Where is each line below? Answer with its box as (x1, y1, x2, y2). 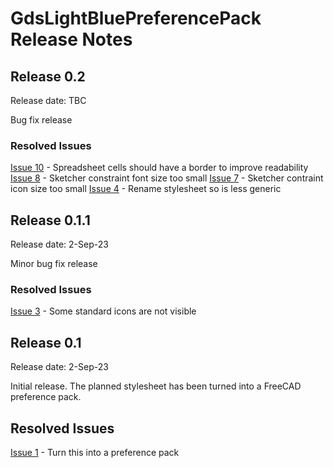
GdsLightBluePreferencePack (10, 7, 262, 30)
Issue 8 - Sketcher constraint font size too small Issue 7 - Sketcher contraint (10, 172, 324, 184)
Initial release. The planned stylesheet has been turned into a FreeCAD (10, 380, 302, 392)
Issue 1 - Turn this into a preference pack (10, 447, 180, 459)
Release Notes (10, 28, 133, 51)
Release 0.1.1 (10, 212, 91, 229)
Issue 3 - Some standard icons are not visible (10, 305, 197, 317)
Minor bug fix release (10, 258, 98, 270)
